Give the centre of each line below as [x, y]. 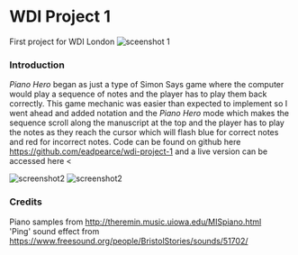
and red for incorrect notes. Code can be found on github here [125, 142]
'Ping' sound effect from [54, 231]
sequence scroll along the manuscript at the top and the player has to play [147, 123]
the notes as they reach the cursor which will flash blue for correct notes [144, 132]
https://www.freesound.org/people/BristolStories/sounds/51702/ [129, 241]
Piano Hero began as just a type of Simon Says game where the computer [147, 85]
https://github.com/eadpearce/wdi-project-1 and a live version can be [139, 151]
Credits [26, 202]
